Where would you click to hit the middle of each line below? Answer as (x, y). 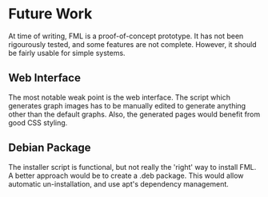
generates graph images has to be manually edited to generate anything (127, 105)
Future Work (50, 14)
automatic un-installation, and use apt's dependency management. (119, 183)
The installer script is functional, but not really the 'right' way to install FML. (132, 167)
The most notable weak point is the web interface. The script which (119, 97)
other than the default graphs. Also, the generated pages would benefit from (134, 114)
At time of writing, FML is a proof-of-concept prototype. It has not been (126, 36)
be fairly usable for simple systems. (67, 53)
